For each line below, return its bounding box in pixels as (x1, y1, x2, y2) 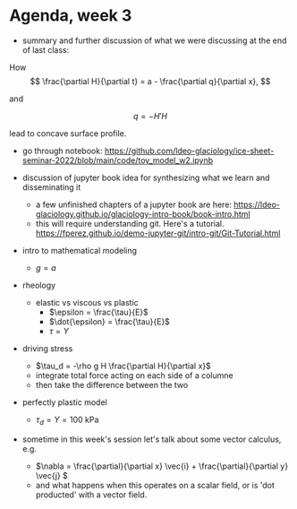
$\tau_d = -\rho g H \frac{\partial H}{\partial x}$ (35, 360, 212, 371)
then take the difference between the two (35, 379, 189, 390)
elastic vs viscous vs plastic (35, 297, 139, 307)
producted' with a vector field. (35, 489, 148, 500)
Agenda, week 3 (9, 5, 132, 26)
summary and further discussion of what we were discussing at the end (21, 35, 287, 46)
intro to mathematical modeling (21, 245, 137, 255)
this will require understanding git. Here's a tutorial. (35, 218, 225, 229)
